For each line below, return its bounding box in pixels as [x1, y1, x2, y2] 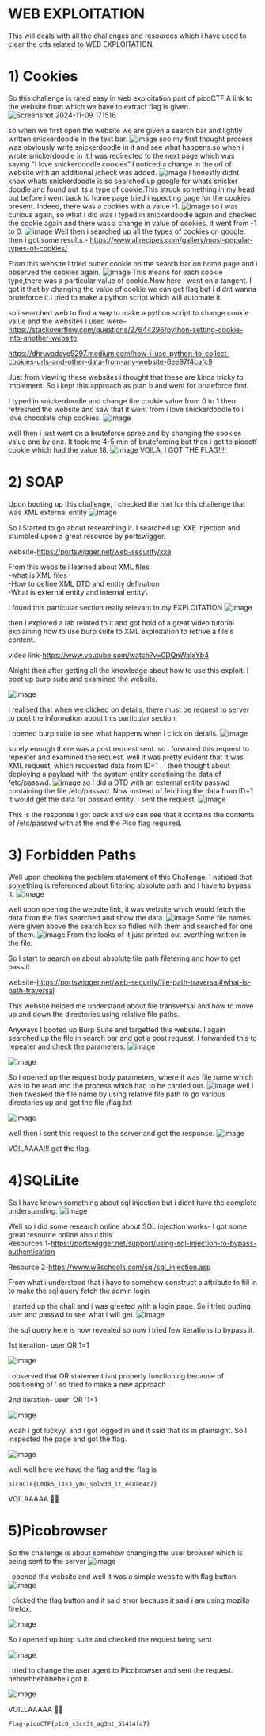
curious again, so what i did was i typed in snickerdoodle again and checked [8, 209, 257, 219]
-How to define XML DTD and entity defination [8, 579, 160, 588]
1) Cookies [8, 67, 78, 86]
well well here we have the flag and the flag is [8, 1464, 157, 1474]
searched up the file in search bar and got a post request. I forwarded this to [8, 1033, 257, 1042]
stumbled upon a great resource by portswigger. [8, 531, 166, 541]
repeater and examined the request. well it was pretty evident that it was [8, 752, 244, 762]
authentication [8, 1246, 55, 1256]
